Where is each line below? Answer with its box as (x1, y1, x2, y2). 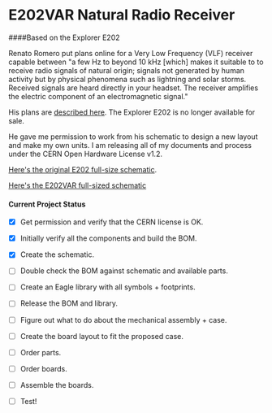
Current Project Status (8, 199, 86, 209)
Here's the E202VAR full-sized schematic (8, 180, 147, 190)
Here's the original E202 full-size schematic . (8, 164, 157, 174)
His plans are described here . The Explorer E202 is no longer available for (8, 107, 256, 117)
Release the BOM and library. (19, 298, 119, 308)
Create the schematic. (19, 250, 95, 259)
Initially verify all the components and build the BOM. (19, 233, 197, 243)
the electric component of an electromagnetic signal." (8, 91, 188, 101)
